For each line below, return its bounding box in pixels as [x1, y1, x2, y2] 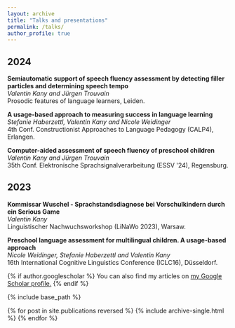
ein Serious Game [7, 207, 60, 216]
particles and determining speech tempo [7, 82, 128, 90]
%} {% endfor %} [7, 313, 58, 322]
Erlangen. [7, 132, 35, 141]
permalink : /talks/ [7, 23, 65, 30]
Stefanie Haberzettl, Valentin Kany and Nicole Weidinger [7, 118, 171, 126]
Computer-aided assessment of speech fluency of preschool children [7, 146, 215, 155]
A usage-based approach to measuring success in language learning [7, 110, 213, 119]
